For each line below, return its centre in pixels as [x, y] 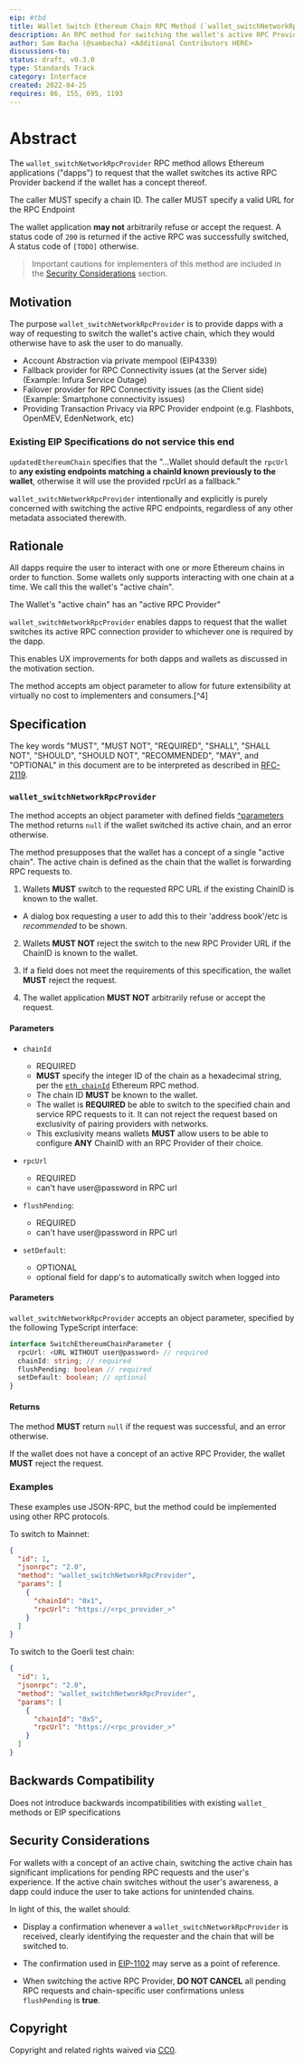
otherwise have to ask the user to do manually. [96, 343]
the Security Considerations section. [100, 273]
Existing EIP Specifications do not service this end [122, 442]
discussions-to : [40, 52]
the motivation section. [52, 669]
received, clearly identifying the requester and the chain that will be [148, 1936]
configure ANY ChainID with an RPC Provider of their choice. [150, 1142]
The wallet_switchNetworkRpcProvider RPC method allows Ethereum [137, 163]
